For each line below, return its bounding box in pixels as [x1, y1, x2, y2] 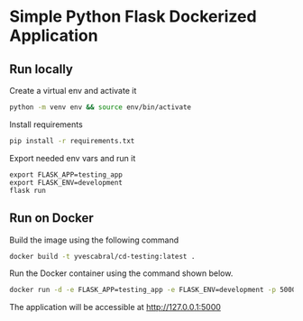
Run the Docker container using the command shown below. [9, 268, 234, 279]
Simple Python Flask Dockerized [9, 6, 257, 27]
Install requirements [9, 119, 83, 130]
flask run [9, 186, 47, 195]
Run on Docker [9, 210, 95, 226]
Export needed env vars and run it [9, 152, 136, 163]
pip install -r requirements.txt [9, 136, 135, 145]
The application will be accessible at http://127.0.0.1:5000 [9, 302, 221, 313]
